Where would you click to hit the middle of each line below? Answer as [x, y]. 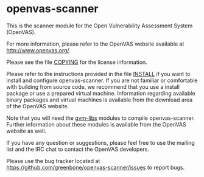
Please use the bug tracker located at [53, 161]
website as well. [26, 131]
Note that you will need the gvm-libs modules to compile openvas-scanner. [100, 118]
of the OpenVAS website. [38, 106]
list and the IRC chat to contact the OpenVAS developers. [78, 149]
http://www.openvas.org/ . [39, 50]
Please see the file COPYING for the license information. [77, 62]
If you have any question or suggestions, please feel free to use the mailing [100, 142]
